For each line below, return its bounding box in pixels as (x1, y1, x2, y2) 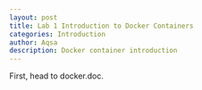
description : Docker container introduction (9, 46, 178, 55)
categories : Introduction (9, 29, 105, 38)
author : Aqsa (9, 37, 58, 47)
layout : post (9, 12, 58, 22)
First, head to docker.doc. (9, 70, 105, 81)
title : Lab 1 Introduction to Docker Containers (9, 21, 194, 30)
